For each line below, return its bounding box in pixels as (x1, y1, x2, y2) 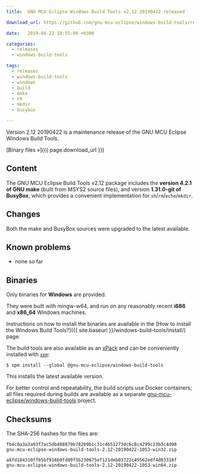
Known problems (6, 242, 71, 252)
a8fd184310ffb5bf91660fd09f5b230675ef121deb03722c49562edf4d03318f (6, 457, 177, 463)
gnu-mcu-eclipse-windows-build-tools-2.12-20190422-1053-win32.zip (6, 447, 177, 453)
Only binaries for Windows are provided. (6, 291, 107, 298)
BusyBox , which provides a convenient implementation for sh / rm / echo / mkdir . (6, 192, 193, 199)
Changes (6, 209, 40, 219)
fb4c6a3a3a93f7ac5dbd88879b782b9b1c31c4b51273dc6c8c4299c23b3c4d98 (6, 441, 177, 447)
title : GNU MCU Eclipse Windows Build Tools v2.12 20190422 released (6, 8, 185, 15)
